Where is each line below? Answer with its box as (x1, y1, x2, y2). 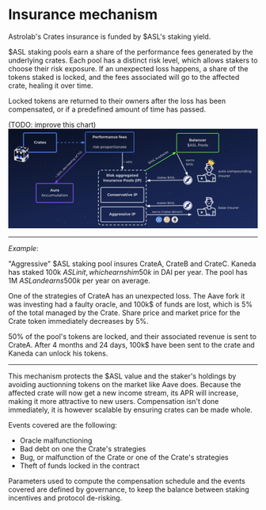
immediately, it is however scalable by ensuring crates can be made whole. (8, 405, 253, 414)
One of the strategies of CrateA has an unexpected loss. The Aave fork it (8, 291, 245, 300)
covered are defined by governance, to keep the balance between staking (8, 485, 249, 494)
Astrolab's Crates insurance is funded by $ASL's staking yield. (8, 32, 211, 41)
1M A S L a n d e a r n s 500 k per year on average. (8, 276, 150, 285)
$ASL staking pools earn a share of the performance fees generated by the (8, 47, 253, 56)
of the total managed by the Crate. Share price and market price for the (8, 307, 241, 318)
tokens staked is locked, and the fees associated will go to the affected (8, 72, 240, 82)
